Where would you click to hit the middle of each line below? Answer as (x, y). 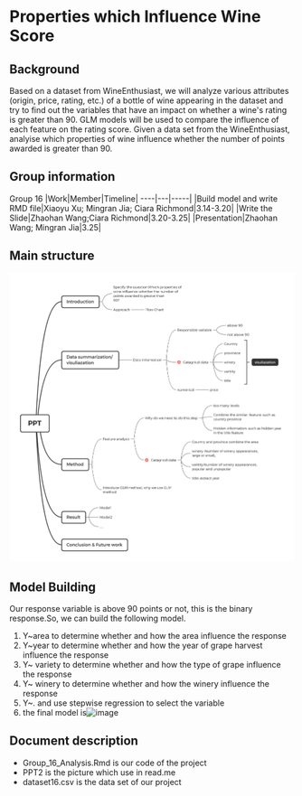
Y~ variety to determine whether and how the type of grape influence (152, 664)
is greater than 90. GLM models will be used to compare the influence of (144, 120)
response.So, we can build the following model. (98, 618)
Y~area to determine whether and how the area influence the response (155, 635)
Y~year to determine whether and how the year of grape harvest (142, 645)
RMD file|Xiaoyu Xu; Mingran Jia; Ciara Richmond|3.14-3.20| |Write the (141, 208)
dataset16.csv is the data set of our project (102, 782)
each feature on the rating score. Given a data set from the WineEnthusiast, (150, 129)
